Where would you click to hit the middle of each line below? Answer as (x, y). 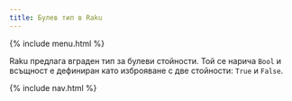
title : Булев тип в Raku (56, 18)
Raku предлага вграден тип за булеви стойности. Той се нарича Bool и (146, 60)
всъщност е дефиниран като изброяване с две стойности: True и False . (146, 70)
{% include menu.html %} (57, 43)
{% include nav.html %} (53, 87)
